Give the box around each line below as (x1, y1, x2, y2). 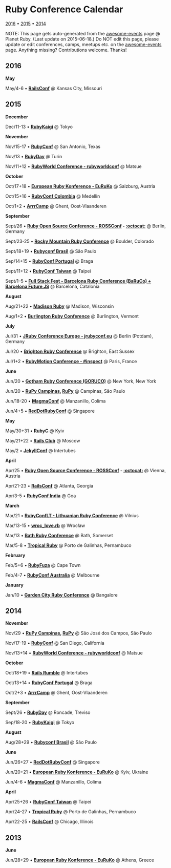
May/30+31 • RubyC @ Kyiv (5, 428, 65, 434)
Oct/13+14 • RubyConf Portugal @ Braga (5, 680, 93, 686)
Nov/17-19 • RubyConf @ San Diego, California (5, 640, 105, 646)
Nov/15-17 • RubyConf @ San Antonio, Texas (5, 143, 101, 150)
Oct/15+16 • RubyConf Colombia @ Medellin (5, 193, 100, 199)
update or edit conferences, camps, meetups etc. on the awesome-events (5, 41, 162, 47)
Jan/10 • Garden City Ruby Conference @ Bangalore (5, 591, 118, 598)
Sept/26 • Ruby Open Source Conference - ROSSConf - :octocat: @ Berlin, (5, 223, 166, 229)
